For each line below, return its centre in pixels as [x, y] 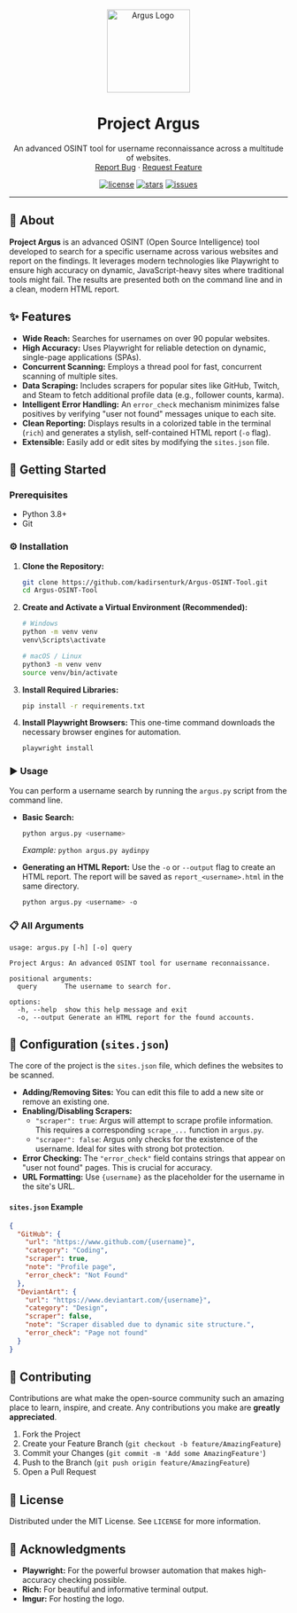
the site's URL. [48, 1186]
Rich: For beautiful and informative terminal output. [115, 1590]
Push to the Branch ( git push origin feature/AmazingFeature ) [136, 1462]
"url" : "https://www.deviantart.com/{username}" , [118, 1300]
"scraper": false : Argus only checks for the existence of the [146, 1139]
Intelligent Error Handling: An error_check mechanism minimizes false [151, 404]
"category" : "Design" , [67, 1308]
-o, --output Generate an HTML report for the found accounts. [136, 1017]
